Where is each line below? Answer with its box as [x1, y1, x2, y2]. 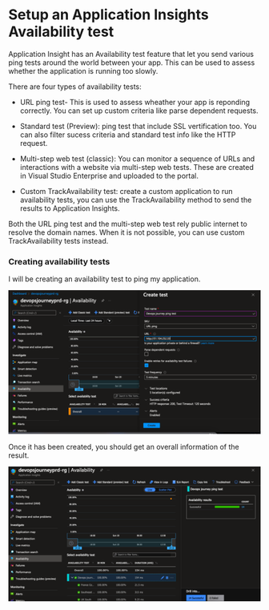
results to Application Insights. [19, 203, 120, 213]
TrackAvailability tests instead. [8, 236, 109, 245]
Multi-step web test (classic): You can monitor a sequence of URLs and [19, 154, 255, 164]
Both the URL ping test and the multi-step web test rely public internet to [8, 219, 248, 228]
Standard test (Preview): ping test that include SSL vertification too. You [19, 121, 257, 131]
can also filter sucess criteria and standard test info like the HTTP [19, 130, 236, 139]
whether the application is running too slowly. [8, 66, 159, 75]
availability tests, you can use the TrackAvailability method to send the [19, 195, 252, 204]
